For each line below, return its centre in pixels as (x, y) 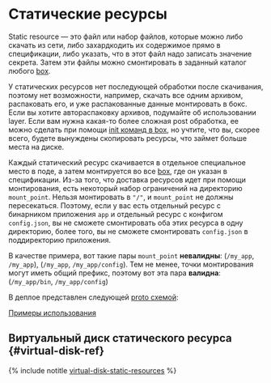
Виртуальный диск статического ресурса (120, 338)
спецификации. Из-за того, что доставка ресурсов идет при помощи (127, 180)
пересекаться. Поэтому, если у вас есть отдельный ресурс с (114, 205)
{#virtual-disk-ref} (57, 351)
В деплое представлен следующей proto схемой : (93, 297)
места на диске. (36, 147)
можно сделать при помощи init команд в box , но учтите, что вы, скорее (134, 130)
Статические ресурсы (88, 14)
